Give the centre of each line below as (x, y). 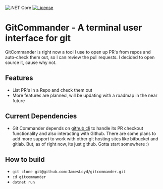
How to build (25, 159)
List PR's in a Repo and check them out (52, 90)
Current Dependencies (41, 116)
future (19, 100)
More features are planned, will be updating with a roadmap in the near (85, 95)
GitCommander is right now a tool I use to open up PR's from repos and (78, 52)
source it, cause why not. (31, 63)
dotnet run (24, 183)
